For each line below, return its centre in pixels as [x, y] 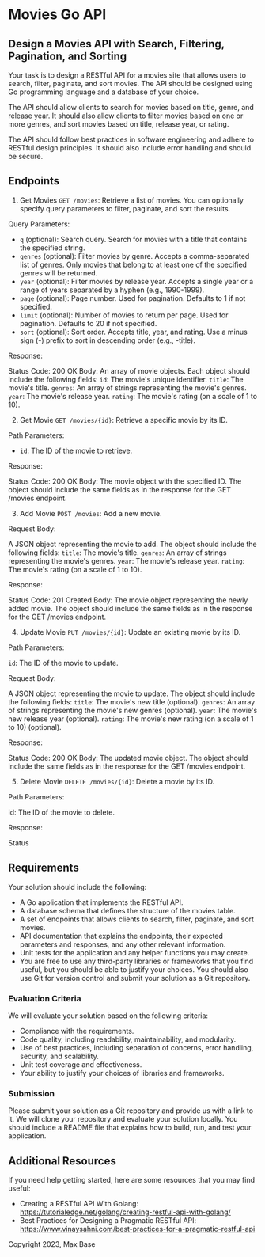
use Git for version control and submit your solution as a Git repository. [135, 978]
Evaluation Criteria [45, 998]
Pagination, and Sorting [68, 56]
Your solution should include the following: [78, 887]
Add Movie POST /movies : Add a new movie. [91, 513]
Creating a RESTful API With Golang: [79, 1204]
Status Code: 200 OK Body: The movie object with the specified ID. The [125, 481]
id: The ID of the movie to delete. [62, 812]
